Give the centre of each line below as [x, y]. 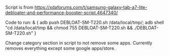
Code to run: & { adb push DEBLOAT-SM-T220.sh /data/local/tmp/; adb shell [85, 22]
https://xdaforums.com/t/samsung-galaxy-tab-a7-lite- [91, 7]
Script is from [19, 7]
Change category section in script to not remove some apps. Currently [79, 43]
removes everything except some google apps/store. [60, 48]
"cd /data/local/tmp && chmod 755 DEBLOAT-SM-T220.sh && [69, 28]
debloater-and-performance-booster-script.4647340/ [61, 13]
